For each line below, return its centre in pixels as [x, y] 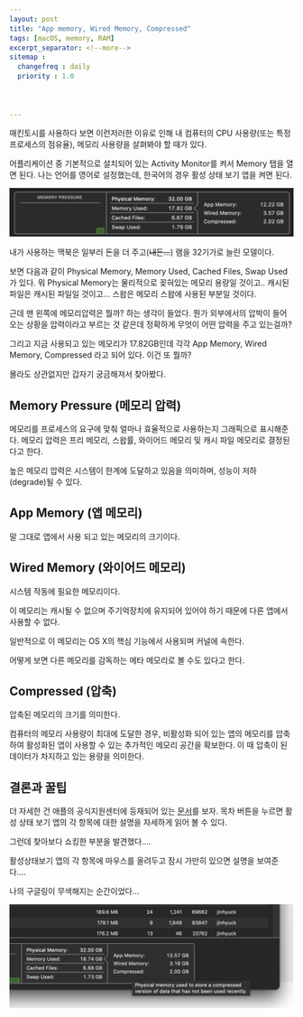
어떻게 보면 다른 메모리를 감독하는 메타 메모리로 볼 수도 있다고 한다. [127, 660]
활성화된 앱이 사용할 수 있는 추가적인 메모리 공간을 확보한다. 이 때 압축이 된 [157, 745]
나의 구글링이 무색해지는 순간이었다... [74, 891]
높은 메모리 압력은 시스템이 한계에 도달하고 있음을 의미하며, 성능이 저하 [133, 471]
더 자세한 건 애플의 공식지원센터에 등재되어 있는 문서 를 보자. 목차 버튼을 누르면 [147, 811]
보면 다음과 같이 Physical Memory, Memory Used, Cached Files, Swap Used [149, 272]
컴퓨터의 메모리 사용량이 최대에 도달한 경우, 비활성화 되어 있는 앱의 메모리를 [142, 734]
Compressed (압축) [63, 691]
